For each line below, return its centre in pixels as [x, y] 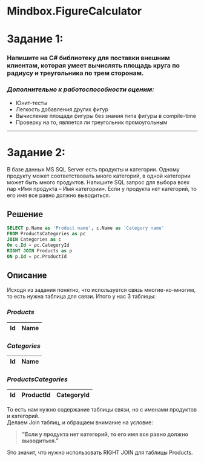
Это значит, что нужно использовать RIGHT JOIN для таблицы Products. [100, 453]
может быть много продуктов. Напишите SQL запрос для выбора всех [98, 182]
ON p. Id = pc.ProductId [37, 257]
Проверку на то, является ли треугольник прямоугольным [91, 122]
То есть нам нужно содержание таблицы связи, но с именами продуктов [102, 410]
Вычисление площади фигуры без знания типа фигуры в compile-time [106, 115]
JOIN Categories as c [34, 240]
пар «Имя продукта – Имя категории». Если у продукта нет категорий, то [102, 188]
